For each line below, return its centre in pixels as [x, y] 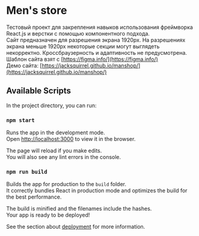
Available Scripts [38, 91]
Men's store [37, 11]
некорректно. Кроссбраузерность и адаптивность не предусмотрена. [97, 52]
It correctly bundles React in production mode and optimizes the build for [97, 191]
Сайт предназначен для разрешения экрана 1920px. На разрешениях [96, 40]
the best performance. [34, 197]
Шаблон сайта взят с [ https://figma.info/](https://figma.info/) [82, 59]
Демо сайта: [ [24, 65]
